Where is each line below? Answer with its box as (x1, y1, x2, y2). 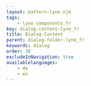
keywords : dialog (6, 43, 50, 49)
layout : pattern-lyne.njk (6, 8, 71, 15)
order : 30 (6, 48, 31, 55)
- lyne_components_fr (17, 20, 71, 26)
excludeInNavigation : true (6, 54, 74, 60)
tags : (6, 15, 20, 21)
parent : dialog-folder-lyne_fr (6, 37, 85, 43)
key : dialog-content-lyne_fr (6, 25, 80, 32)
